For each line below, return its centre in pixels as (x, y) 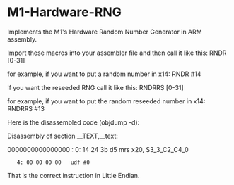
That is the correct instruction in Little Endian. (74, 175)
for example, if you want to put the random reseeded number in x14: (106, 101)
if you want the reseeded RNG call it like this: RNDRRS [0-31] (95, 87)
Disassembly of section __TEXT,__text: (63, 136)
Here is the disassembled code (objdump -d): (74, 122)
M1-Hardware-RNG (65, 12)
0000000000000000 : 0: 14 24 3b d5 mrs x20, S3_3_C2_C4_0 (98, 149)
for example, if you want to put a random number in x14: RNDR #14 (104, 74)
